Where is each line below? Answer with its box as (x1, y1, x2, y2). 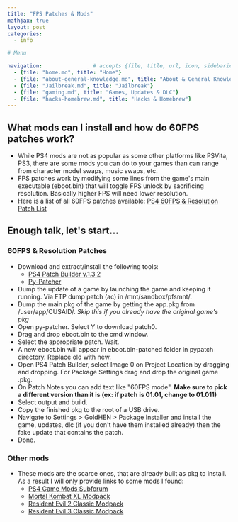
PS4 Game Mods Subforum (28, 484, 108, 493)
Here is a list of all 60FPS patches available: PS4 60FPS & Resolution (17, 196, 218, 206)
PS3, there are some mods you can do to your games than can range (17, 159, 219, 167)
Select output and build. (17, 398, 88, 406)
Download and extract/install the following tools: (17, 262, 159, 270)
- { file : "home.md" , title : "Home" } (13, 69, 122, 76)
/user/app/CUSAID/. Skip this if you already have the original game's (17, 307, 219, 316)
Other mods (7, 453, 50, 463)
